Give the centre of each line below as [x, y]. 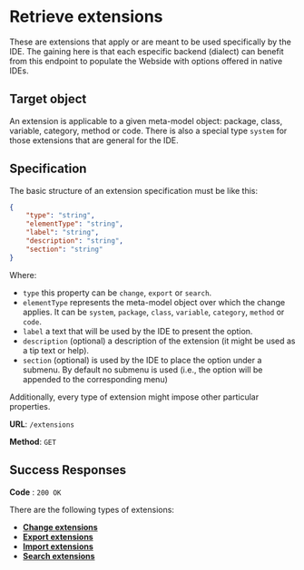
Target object [48, 99]
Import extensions [58, 546]
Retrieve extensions [86, 17]
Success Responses [68, 470]
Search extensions [59, 556]
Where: [23, 275]
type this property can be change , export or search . [117, 293]
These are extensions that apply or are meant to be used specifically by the [151, 42]
